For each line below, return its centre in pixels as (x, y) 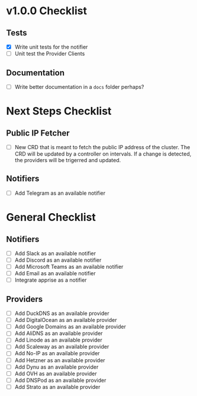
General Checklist (51, 218)
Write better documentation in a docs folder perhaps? (79, 86)
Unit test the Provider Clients (50, 54)
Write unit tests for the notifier (51, 47)
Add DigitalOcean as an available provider (66, 320)
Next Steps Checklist (59, 111)
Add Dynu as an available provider (56, 367)
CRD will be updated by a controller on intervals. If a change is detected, (103, 154)
